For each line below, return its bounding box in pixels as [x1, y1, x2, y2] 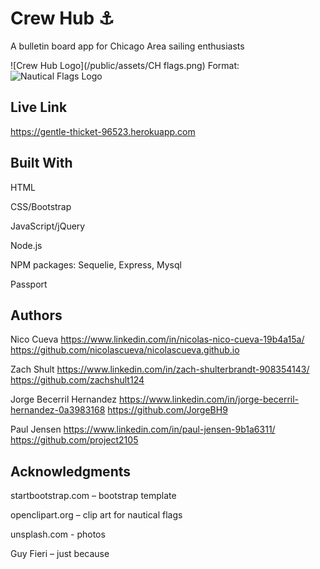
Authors [10, 307, 63, 324]
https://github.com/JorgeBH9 [107, 404, 228, 416]
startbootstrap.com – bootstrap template [10, 490, 177, 502]
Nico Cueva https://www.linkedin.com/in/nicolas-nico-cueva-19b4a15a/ [10, 333, 305, 346]
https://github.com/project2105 [10, 434, 139, 446]
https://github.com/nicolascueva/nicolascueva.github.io [10, 344, 240, 356]
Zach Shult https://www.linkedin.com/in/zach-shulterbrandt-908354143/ [10, 363, 310, 376]
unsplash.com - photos [10, 528, 106, 541]
